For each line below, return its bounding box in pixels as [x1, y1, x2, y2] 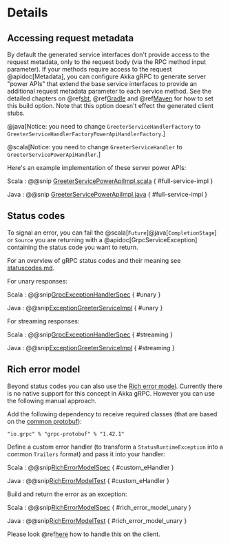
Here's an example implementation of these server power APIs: [7, 164, 187, 171]
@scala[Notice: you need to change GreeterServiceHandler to [7, 143, 182, 151]
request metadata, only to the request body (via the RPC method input [7, 58, 207, 66]
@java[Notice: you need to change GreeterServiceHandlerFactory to [7, 122, 201, 130]
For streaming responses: [7, 317, 80, 325]
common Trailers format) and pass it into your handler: [7, 449, 165, 458]
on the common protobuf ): [7, 417, 83, 425]
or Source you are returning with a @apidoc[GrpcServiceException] [7, 235, 198, 244]
